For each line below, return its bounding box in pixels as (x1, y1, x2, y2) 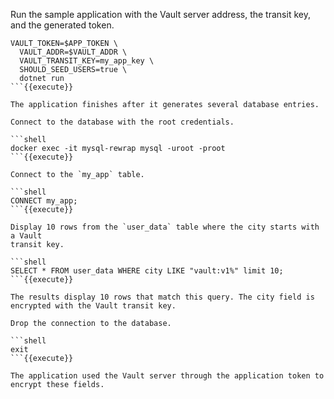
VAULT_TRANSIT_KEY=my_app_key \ (19, 56, 155, 66)
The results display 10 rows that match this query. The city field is (10, 292, 315, 302)
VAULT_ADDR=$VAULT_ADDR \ (19, 47, 128, 57)
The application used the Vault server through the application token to (10, 371, 325, 381)
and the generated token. (10, 19, 115, 31)
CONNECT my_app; (10, 196, 78, 206)
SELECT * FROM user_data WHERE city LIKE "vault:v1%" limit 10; (10, 266, 284, 276)
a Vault (10, 231, 43, 241)
